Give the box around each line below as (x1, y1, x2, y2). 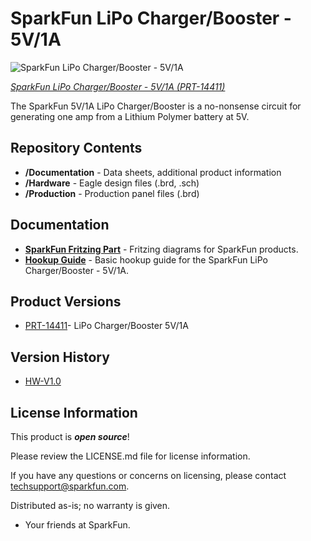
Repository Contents (10, 140, 143, 157)
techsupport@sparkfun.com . (10, 480, 130, 492)
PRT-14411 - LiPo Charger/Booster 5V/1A (24, 320, 189, 332)
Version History (10, 348, 110, 366)
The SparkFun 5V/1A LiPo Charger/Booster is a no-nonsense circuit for (10, 100, 302, 112)
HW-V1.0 (24, 375, 62, 387)
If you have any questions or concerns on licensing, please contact (10, 470, 287, 481)
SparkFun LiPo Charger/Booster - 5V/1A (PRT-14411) (10, 80, 226, 92)
